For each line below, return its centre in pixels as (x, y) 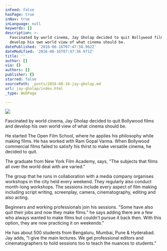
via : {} (13, 65)
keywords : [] (19, 28)
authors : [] (17, 70)
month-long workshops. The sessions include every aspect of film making (81, 187)
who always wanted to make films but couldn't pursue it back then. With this (83, 218)
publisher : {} (20, 75)
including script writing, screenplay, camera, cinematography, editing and (80, 192)
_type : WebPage (21, 93)
